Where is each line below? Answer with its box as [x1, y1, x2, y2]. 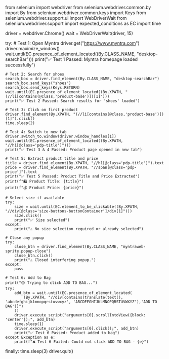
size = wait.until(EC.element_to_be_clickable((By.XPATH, [14, 204, 139, 209]
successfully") [5, 62, 35, 68]
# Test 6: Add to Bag [5, 275, 51, 280]
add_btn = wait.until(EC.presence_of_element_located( [14, 291, 133, 296]
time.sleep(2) [5, 121, 35, 126]
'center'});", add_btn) [5, 317, 56, 322]
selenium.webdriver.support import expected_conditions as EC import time [5, 20, 161, 26]
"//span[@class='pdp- [91, 165, 137, 170]
